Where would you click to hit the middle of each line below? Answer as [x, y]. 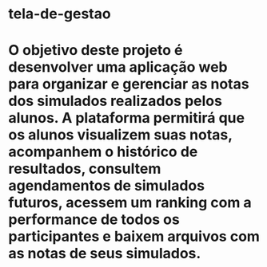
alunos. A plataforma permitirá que [127, 118]
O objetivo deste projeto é [96, 51]
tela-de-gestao [60, 14]
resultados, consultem [85, 169]
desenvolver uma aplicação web [118, 67]
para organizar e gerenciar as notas [129, 84]
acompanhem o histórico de [103, 152]
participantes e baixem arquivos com [134, 237]
